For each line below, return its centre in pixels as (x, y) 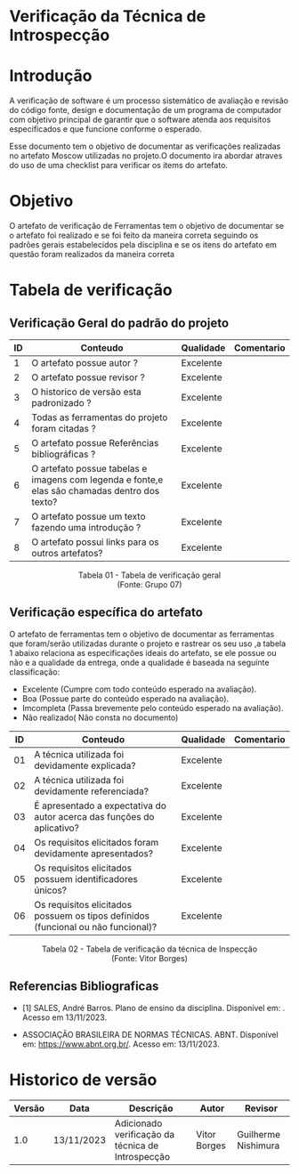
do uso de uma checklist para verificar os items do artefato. (119, 166)
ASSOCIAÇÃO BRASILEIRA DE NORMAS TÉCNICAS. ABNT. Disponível (150, 1034)
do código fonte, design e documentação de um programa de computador (145, 110)
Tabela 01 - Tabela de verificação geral (149, 575)
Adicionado (138, 1123)
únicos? (50, 890)
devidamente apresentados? (94, 854)
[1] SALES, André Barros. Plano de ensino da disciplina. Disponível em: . (154, 1008)
